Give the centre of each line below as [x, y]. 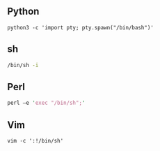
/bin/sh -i [23, 65]
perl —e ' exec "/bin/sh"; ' [46, 103]
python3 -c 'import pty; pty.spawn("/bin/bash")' [81, 27]
